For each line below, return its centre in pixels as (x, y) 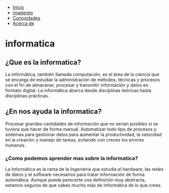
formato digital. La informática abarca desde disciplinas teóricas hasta (78, 90)
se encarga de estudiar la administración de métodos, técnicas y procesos (83, 80)
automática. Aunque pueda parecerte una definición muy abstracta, (76, 180)
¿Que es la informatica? (43, 62)
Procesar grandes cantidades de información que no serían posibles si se (82, 123)
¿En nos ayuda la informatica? (53, 112)
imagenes (23, 13)
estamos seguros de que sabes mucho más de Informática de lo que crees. (84, 185)
